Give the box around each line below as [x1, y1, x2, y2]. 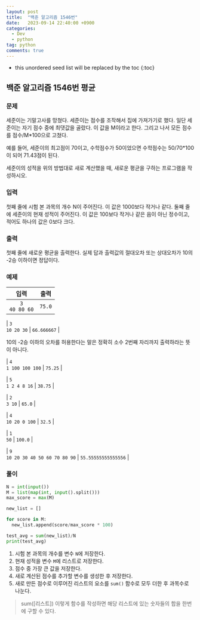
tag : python [6, 42, 36, 48]
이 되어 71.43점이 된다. [6, 152, 60, 159]
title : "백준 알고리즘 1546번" [6, 14, 78, 20]
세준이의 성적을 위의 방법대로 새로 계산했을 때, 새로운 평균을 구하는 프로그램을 [6, 165, 186, 172]
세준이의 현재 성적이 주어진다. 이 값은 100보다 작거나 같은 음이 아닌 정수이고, [12, 210, 190, 218]
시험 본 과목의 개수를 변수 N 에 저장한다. [14, 550, 106, 557]
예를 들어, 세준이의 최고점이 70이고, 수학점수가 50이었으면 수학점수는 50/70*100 [6, 144, 194, 152]
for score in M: [6, 517, 47, 523]
